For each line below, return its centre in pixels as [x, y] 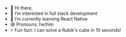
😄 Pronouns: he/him [32, 24]
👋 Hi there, [21, 8]
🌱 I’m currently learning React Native [49, 19]
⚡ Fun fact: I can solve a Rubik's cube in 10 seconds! [66, 30]
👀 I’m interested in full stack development [54, 13]
